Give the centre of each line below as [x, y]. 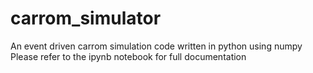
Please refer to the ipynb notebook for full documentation [128, 56]
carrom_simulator [86, 18]
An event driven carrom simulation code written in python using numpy [156, 46]
